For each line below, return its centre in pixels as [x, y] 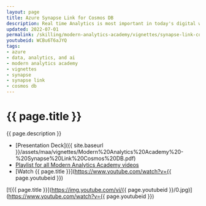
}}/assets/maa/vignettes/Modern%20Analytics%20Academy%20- [99, 151]
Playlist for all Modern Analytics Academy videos [77, 165]
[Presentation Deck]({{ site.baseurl [59, 145]
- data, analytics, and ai [41, 58]
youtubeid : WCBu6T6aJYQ [37, 40]
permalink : [20, 35]
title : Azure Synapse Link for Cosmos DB [60, 18]
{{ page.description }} [34, 133]
